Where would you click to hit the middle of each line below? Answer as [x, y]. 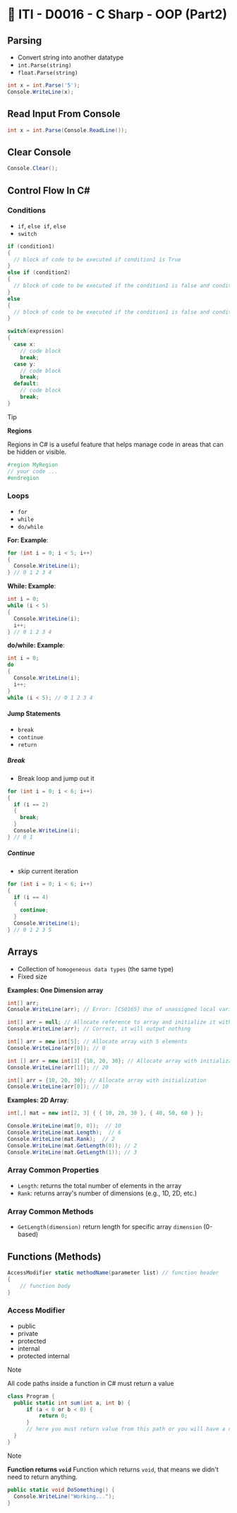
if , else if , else [42, 226]
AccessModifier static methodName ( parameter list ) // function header [113, 1273]
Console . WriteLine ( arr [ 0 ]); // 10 [58, 1087]
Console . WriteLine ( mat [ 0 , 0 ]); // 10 [64, 1126]
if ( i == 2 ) [31, 804]
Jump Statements [34, 714]
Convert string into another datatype [71, 57]
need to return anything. [42, 1477]
